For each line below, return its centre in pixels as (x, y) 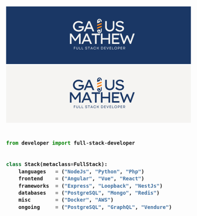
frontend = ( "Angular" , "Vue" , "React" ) (81, 179)
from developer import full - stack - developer (71, 143)
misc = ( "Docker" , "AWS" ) (66, 200)
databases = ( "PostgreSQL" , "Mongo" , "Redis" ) (89, 193)
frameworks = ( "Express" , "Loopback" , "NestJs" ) (91, 186)
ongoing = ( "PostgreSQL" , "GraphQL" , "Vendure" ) (95, 207)
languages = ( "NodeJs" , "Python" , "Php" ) (81, 171)
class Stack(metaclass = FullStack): (57, 164)
